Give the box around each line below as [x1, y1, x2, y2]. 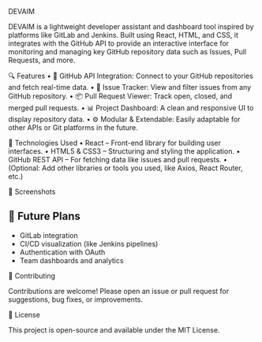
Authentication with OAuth [19, 247, 106, 257]
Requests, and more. [8, 55, 76, 65]
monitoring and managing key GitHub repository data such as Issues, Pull [8, 47, 247, 56]
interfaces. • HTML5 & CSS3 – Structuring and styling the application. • [8, 147, 241, 156]
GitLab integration [19, 230, 79, 240]
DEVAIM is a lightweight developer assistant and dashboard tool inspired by [8, 22, 254, 31]
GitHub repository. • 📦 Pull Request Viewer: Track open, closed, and [8, 91, 233, 101]
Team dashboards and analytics [19, 255, 124, 265]
